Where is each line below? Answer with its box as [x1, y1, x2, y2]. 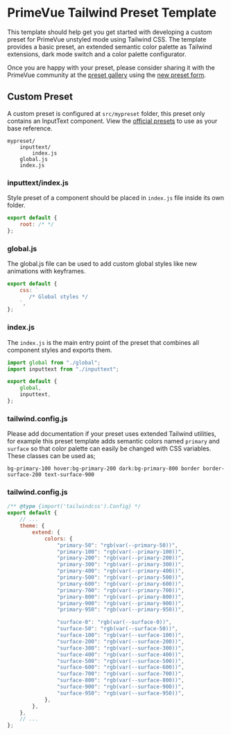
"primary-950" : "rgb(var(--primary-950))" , [56, 606, 185, 614]
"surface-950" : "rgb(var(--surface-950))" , [56, 689, 185, 697]
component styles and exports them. [7, 346, 112, 354]
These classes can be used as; [7, 452, 96, 460]
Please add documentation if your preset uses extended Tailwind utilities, [7, 430, 216, 438]
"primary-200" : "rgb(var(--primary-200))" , [56, 555, 185, 561]
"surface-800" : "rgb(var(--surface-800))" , [56, 677, 185, 684]
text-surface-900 [44, 471, 95, 478]
